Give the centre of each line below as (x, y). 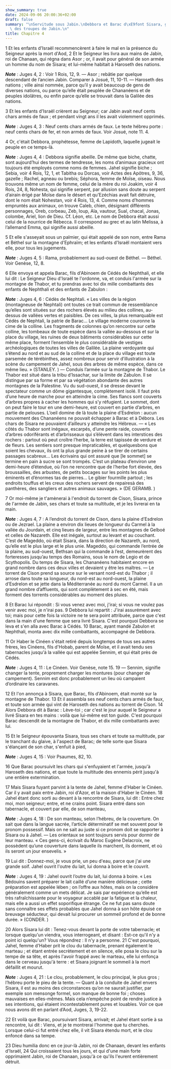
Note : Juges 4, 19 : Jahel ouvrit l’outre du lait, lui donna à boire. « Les (78, 876)
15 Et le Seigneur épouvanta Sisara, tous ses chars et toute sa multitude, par (85, 736)
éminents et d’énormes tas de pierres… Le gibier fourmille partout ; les (79, 477)
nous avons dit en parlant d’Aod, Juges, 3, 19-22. (56, 1009)
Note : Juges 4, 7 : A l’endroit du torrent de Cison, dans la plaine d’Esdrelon (84, 519)
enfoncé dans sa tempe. (31, 1036)
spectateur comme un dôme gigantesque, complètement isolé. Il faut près (83, 391)
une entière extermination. (33, 777)
